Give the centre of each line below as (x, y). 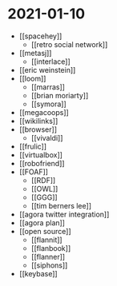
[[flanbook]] (51, 248)
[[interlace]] (51, 62)
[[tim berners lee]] (61, 205)
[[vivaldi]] (47, 137)
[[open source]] (45, 231)
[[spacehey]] (40, 36)
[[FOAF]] (34, 172)
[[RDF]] (43, 180)
